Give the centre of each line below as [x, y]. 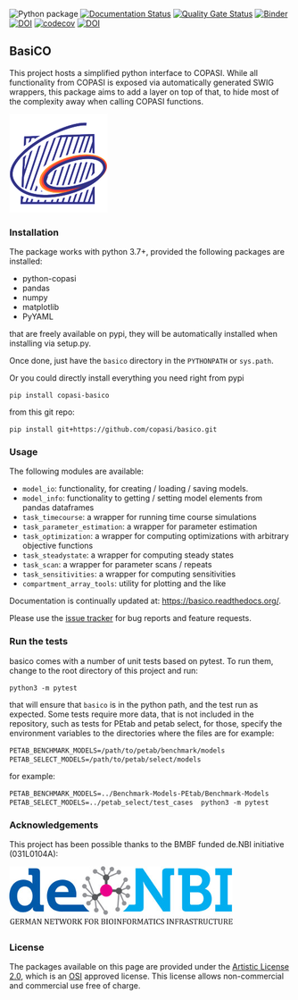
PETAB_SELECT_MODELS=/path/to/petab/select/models [105, 760]
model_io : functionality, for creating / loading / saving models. [135, 489]
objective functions [58, 546]
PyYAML [37, 316]
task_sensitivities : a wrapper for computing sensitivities [129, 574]
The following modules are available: [77, 471]
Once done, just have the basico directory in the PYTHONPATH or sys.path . [141, 361]
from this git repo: [42, 412]
